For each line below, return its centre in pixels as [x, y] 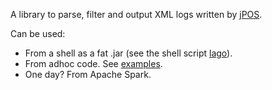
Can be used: [38, 33]
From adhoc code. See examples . [93, 63]
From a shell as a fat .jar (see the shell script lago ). [128, 53]
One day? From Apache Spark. [88, 74]
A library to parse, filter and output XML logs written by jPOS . [136, 14]
